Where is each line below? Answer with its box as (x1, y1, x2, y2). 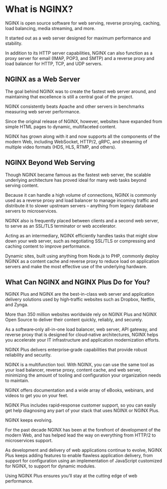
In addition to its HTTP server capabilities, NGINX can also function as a (5, 50, 153, 56)
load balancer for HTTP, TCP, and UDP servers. (5, 60, 103, 66)
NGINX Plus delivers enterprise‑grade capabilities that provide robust (5, 347, 148, 353)
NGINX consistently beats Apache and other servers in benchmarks (5, 103, 145, 109)
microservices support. (5, 438, 53, 444)
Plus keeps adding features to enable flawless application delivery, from (5, 453, 153, 459)
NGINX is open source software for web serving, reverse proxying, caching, (5, 20, 161, 26)
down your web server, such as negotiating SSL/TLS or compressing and (5, 238, 156, 244)
